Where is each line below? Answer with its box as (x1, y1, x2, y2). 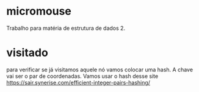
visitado (6, 46, 49, 60)
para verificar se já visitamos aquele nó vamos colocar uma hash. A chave (6, 66, 194, 73)
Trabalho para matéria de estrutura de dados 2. (6, 24, 126, 32)
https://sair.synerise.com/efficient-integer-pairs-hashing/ (6, 79, 151, 86)
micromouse (6, 4, 72, 18)
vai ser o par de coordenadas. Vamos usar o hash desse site (6, 72, 159, 80)
